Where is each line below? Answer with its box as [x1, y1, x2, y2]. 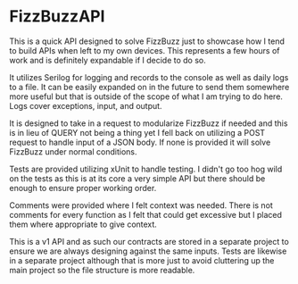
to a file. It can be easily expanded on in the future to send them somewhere [9, 81, 290, 92]
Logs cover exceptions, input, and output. [9, 100, 162, 111]
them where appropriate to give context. [9, 219, 158, 230]
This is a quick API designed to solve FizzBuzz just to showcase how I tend [9, 36, 286, 46]
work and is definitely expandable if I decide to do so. [9, 54, 207, 65]
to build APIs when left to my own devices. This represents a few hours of [9, 45, 280, 55]
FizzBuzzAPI [9, 6, 105, 27]
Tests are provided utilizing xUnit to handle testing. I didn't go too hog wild [9, 163, 283, 174]
